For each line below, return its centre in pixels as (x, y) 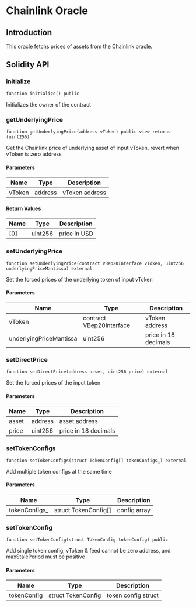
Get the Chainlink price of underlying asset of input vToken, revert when (93, 148)
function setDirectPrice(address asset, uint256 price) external (87, 372)
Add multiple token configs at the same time (59, 471)
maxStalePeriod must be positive (46, 557)
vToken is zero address (34, 154)
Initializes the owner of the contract (49, 104)
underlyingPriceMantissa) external (49, 268)
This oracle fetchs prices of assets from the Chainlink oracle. (79, 46)
